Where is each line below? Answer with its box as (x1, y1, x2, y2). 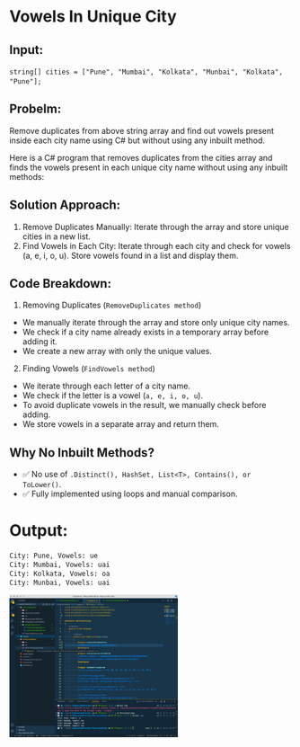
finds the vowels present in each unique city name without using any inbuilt (9, 162, 288, 173)
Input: (9, 42, 43, 58)
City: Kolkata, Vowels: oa (9, 569, 110, 579)
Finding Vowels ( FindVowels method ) (22, 363, 155, 374)
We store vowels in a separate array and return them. (22, 419, 220, 430)
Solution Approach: (9, 198, 121, 213)
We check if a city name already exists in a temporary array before (22, 326, 269, 338)
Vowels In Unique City (9, 6, 177, 27)
